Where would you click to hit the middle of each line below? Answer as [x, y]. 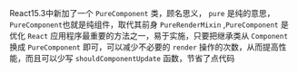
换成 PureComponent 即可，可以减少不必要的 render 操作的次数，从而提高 [144, 47]
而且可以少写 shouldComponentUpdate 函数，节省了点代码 [130, 58]
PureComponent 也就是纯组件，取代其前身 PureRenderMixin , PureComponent [144, 24]
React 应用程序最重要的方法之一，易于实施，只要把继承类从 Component [158, 36]
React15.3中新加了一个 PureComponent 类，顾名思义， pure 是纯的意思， [142, 13]
